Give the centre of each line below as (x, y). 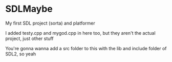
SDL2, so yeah (21, 54)
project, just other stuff (29, 38)
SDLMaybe (29, 9)
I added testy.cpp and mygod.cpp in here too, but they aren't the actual (80, 33)
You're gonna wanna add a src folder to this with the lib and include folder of (86, 48)
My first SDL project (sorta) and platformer (50, 23)
